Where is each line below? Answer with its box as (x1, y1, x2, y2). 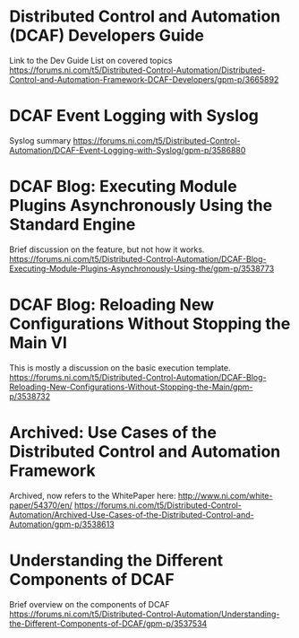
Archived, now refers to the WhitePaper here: (9, 490, 176, 501)
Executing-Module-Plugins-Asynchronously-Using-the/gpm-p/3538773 (9, 263, 275, 274)
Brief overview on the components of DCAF (9, 599, 170, 609)
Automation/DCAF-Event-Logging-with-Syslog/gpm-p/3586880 (9, 144, 246, 155)
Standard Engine (9, 214, 136, 235)
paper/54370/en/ (9, 500, 73, 511)
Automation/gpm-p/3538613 (9, 519, 115, 529)
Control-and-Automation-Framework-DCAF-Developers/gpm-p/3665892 (9, 74, 279, 84)
